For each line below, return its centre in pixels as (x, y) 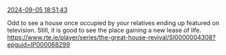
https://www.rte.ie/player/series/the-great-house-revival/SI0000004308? (112, 37)
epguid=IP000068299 (39, 44)
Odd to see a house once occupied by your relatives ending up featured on (113, 23)
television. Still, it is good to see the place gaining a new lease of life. (104, 30)
